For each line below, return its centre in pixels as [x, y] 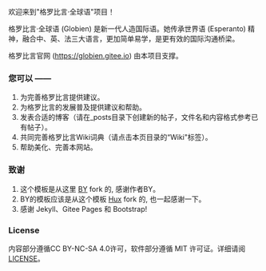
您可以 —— [30, 78]
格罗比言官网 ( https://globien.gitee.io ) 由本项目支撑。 [95, 56]
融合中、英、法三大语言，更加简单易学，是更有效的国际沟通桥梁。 [131, 39]
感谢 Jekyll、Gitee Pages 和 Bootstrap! [83, 209]
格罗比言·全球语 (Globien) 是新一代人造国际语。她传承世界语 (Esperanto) [127, 29]
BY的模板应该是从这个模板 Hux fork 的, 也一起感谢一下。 [113, 199]
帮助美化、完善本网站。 [58, 147]
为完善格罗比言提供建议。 [62, 98]
